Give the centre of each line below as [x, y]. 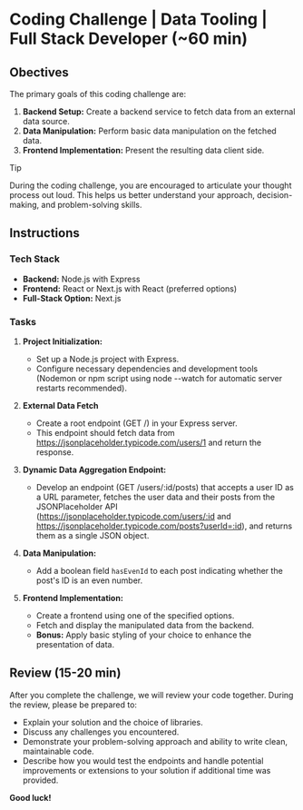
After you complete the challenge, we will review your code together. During [151, 695]
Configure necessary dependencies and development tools [147, 369]
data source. [46, 121]
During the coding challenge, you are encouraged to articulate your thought [151, 185]
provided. [40, 780]
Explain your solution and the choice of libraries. [112, 722]
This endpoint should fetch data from [105, 432]
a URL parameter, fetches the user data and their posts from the [156, 497]
